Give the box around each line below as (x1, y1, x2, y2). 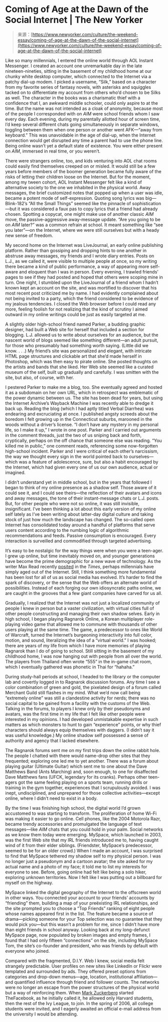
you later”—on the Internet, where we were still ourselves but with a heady (5, 227, 159, 233)
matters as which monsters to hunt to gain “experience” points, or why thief (5, 721, 161, 727)
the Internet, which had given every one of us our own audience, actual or (5, 464, 158, 470)
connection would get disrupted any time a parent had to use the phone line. (5, 137, 163, 143)
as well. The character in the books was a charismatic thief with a (5, 94, 140, 101)
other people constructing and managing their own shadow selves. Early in (5, 611, 160, 617)
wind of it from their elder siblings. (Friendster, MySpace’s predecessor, (5, 842, 153, 848)
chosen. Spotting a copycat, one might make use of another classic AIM (5, 211, 154, 217)
